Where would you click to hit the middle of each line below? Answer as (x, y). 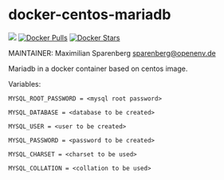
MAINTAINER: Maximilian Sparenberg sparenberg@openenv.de (112, 53)
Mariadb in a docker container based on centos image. (98, 68)
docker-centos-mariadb (90, 15)
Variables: (25, 84)
